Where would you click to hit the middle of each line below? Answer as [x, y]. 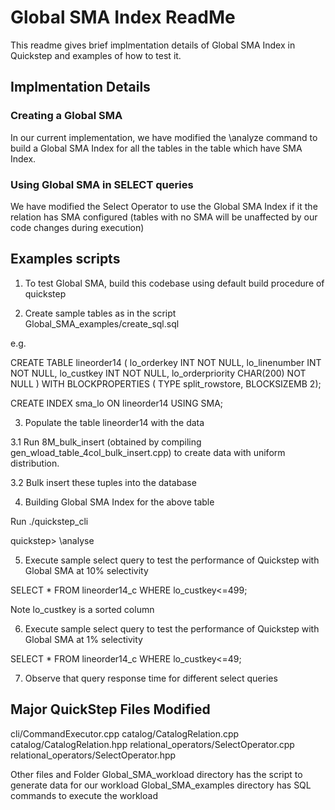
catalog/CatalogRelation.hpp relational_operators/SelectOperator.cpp [152, 744]
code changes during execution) [77, 227]
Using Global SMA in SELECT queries [102, 184]
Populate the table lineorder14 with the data [114, 422]
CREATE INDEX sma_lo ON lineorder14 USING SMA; [117, 403]
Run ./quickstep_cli [49, 521]
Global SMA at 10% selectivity [86, 570]
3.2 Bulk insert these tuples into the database [103, 482]
